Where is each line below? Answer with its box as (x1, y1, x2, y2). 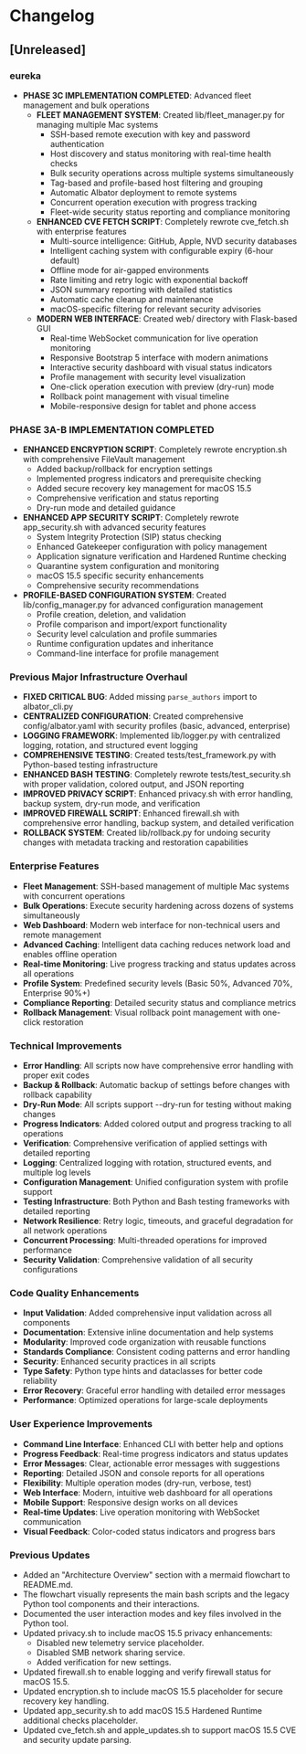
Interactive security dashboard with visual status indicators (49, 362, 272, 373)
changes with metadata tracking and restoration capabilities (22, 837, 248, 848)
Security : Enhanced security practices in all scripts (22, 1356, 216, 1367)
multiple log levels (22, 1167, 91, 1178)
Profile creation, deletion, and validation (36, 609, 186, 620)
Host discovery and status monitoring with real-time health (49, 148, 271, 159)
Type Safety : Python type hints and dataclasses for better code (22, 1366, 263, 1377)
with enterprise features (36, 226, 128, 237)
